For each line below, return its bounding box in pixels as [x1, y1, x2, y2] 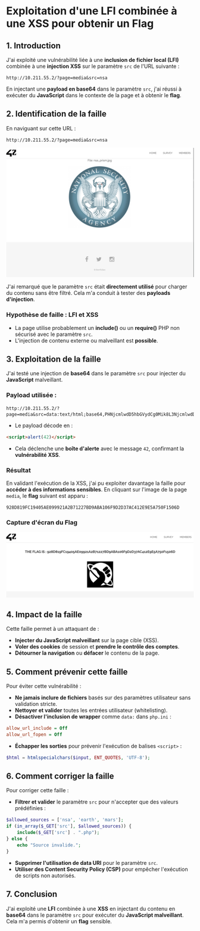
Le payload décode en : [14, 422, 73, 429]
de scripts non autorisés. [14, 871, 76, 879]
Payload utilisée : [6, 391, 57, 400]
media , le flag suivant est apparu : [6, 492, 88, 499]
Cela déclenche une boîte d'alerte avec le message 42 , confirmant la [14, 445, 185, 452]
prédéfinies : [14, 805, 46, 812]
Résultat [6, 466, 31, 474]
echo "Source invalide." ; [17, 842, 82, 848]
